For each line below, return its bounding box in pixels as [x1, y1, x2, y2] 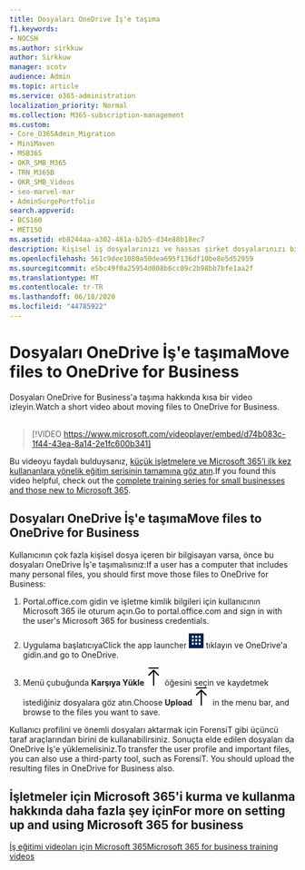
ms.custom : [9, 120, 51, 129]
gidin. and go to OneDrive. [22, 649, 120, 660]
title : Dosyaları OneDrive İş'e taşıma [9, 15, 161, 24]
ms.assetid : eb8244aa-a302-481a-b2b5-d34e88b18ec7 [9, 235, 205, 244]
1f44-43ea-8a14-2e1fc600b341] [31, 438, 152, 449]
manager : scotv [9, 63, 67, 72]
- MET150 [9, 225, 43, 235]
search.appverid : [9, 206, 75, 215]
